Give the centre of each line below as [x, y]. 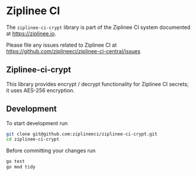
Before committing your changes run [51, 151]
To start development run [37, 123]
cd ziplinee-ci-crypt [33, 139]
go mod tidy [21, 167]
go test [16, 162]
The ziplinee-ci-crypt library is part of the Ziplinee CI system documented [98, 27]
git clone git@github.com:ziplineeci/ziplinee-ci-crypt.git [82, 134]
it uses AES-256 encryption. [41, 90]
